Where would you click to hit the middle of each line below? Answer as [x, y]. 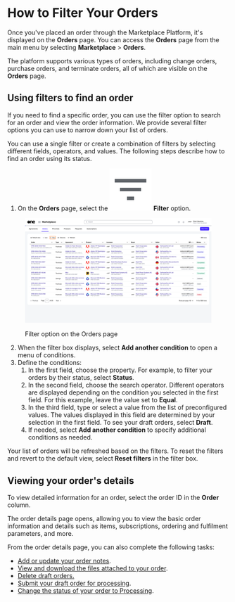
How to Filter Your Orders [83, 13]
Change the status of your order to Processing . [85, 591]
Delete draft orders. [46, 576]
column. [19, 505]
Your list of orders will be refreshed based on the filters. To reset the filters [115, 451]
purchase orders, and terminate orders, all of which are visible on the [107, 68]
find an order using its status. [50, 158]
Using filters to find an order [70, 98]
